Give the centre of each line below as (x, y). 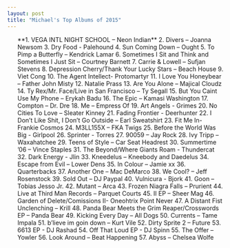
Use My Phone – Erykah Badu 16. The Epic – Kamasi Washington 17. (113, 98)
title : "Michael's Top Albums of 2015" (64, 20)
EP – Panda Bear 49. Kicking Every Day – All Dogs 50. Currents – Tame (117, 215)
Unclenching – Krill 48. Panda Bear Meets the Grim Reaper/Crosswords (118, 208)
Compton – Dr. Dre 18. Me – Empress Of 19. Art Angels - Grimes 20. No (117, 105)
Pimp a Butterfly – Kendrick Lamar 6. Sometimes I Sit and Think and (113, 54)
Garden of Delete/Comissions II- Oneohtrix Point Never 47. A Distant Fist (119, 200)
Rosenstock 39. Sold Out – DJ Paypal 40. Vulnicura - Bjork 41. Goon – (116, 178)
